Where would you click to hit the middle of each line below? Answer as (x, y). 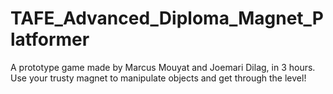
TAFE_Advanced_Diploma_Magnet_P (167, 18)
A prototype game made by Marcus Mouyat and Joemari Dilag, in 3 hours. (163, 67)
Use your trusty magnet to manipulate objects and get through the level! (158, 78)
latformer (50, 39)
